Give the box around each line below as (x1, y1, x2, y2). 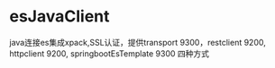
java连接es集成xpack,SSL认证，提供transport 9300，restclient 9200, (9, 37, 266, 47)
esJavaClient (9, 6, 110, 27)
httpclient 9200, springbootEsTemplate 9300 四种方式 (9, 47, 210, 59)
